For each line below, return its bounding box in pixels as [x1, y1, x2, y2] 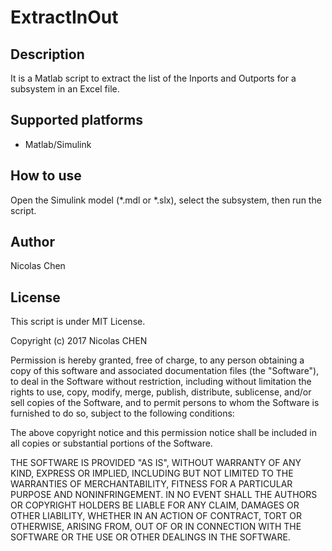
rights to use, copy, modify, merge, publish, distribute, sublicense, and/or [10, 386, 312, 398]
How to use [10, 167, 82, 185]
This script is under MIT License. [10, 316, 146, 328]
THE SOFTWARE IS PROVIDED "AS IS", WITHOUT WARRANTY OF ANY [10, 457, 302, 469]
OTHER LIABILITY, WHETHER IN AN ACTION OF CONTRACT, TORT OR [10, 510, 302, 522]
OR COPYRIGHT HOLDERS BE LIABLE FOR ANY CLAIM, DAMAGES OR [10, 499, 300, 511]
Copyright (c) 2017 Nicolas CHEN [10, 335, 148, 347]
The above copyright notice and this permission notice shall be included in [10, 427, 317, 439]
